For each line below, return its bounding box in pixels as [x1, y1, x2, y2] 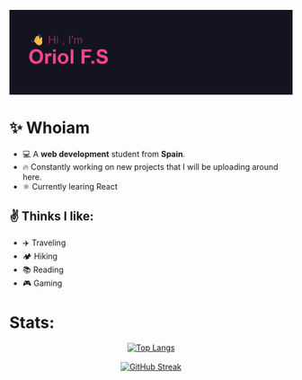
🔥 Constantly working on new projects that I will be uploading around [22, 162, 279, 172]
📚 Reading [22, 264, 65, 275]
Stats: [9, 313, 56, 333]
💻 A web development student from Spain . [22, 149, 186, 160]
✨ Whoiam [9, 118, 90, 138]
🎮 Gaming [22, 278, 63, 288]
